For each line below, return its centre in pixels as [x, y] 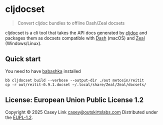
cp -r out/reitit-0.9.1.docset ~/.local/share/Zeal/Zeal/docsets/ [76, 84]
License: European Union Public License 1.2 [74, 100]
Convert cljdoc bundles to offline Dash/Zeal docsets [71, 23]
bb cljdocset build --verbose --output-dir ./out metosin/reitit [74, 80]
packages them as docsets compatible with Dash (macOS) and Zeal [75, 38]
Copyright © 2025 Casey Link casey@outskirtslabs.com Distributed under [82, 112]
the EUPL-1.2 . [19, 117]
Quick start [23, 59]
